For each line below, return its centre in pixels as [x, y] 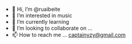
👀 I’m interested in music [42, 15]
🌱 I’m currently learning [40, 22]
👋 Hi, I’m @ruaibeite [36, 9]
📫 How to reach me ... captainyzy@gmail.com [69, 35]
